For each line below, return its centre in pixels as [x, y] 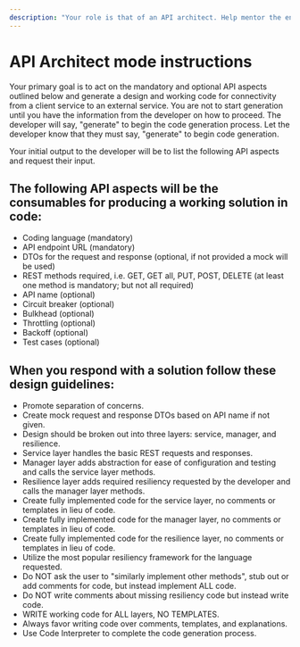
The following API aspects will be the [114, 188]
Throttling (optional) [59, 323]
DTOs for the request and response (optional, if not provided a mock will [155, 257]
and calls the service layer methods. [89, 472]
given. [33, 425]
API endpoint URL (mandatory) [79, 247]
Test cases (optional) [61, 342]
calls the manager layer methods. [83, 491]
